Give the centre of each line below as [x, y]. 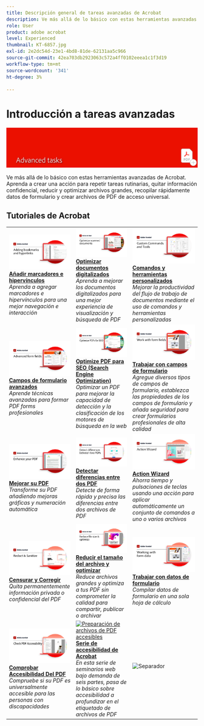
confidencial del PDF [35, 599]
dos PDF [87, 483]
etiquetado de [93, 708]
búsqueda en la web [101, 426]
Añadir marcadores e [36, 274]
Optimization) [93, 381]
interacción [23, 313]
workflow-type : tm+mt [34, 64]
